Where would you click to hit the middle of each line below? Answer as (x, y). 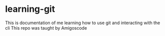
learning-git (30, 9)
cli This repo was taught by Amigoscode (46, 28)
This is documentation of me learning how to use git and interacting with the (83, 23)
